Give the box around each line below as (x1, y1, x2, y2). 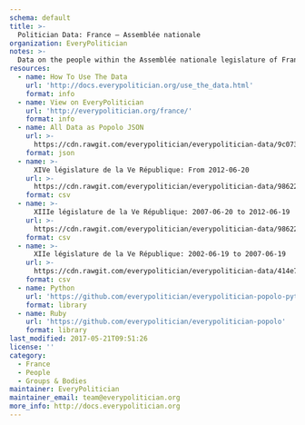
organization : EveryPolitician (9, 38, 128, 48)
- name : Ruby (17, 309, 67, 318)
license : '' (9, 342, 54, 351)
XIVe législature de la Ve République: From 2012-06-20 (33, 165, 250, 174)
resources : (9, 64, 51, 74)
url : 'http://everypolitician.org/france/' (25, 106, 193, 115)
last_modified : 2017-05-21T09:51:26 (9, 334, 148, 343)
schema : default (9, 13, 71, 23)
